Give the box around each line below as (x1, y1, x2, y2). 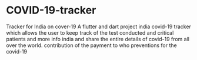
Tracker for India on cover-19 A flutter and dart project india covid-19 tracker (6, 23, 191, 30)
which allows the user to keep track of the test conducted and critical (6, 29, 174, 36)
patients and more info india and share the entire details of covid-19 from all (6, 35, 190, 42)
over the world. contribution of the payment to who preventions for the (6, 42, 178, 49)
